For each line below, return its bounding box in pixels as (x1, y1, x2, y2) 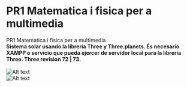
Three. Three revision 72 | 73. (6, 55, 82, 63)
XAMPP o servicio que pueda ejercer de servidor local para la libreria (6, 49, 182, 56)
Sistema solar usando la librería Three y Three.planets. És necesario (6, 43, 180, 50)
